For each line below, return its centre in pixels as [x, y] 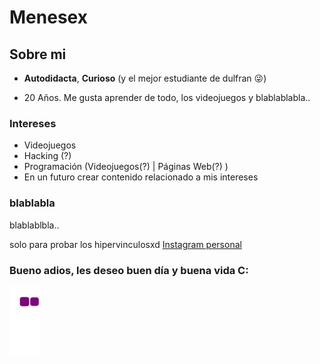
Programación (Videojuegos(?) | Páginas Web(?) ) [126, 167]
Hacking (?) [47, 156]
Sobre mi [38, 54]
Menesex [48, 17]
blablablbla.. [34, 225]
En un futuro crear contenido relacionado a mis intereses [141, 177]
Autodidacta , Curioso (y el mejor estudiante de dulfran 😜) [145, 78]
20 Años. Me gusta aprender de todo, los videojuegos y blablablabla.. [167, 97]
